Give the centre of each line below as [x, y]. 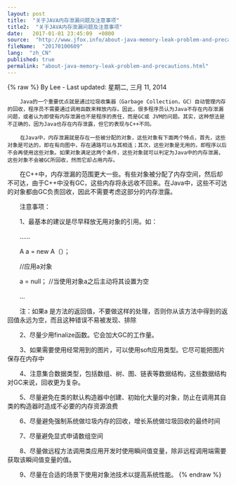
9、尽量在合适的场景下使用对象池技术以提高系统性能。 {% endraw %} [120, 474]
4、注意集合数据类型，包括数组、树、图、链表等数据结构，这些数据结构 [123, 373]
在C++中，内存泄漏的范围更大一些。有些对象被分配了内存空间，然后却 [121, 174]
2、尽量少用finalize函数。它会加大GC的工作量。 [88, 335]
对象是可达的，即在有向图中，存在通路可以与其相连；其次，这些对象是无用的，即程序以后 [117, 145]
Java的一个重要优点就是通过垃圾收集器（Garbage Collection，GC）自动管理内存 [123, 102]
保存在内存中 [26, 358]
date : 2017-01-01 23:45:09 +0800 [61, 33]
